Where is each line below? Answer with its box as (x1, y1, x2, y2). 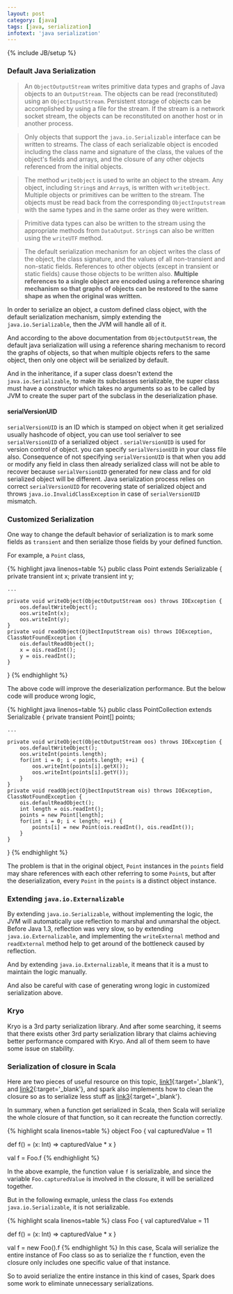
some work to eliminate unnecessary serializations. (7, 1279, 154, 1287)
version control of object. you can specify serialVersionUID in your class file (7, 445, 227, 453)
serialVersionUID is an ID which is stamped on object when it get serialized (7, 423, 224, 431)
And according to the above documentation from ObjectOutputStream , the (7, 333, 218, 342)
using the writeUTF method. (24, 234, 104, 242)
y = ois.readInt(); (19, 653, 77, 660)
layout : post (7, 10, 45, 17)
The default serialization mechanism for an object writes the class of (24, 247, 221, 255)
